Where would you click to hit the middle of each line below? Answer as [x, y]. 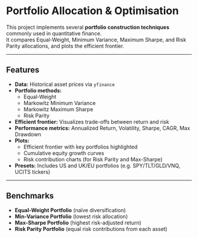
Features [23, 70]
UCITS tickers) [32, 171]
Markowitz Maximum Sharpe [58, 109]
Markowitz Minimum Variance [60, 103]
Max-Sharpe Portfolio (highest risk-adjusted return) [78, 223]
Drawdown [28, 134]
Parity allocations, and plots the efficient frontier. [65, 46]
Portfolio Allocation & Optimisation [93, 11]
